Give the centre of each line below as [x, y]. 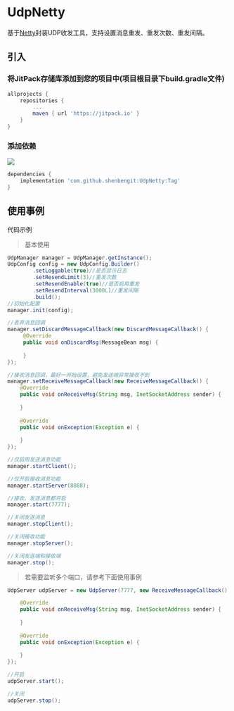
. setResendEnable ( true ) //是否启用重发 [86, 284]
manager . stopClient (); [40, 524]
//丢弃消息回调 [26, 323]
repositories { [42, 100]
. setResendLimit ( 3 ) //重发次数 [75, 278]
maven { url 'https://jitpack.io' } [86, 113]
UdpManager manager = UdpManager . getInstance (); [80, 258]
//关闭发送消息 [26, 518]
